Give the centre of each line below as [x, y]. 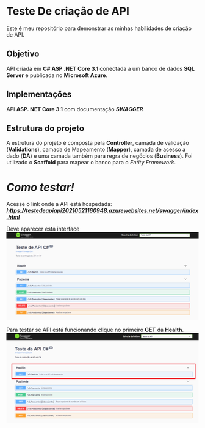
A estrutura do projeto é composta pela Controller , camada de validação [98, 143]
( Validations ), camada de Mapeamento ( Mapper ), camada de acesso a [96, 149]
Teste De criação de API [68, 11]
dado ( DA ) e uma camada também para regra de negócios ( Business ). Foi [99, 156]
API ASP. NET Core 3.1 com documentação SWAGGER [75, 109]
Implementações [39, 94]
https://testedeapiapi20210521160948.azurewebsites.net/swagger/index [103, 211]
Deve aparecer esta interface [43, 229]
